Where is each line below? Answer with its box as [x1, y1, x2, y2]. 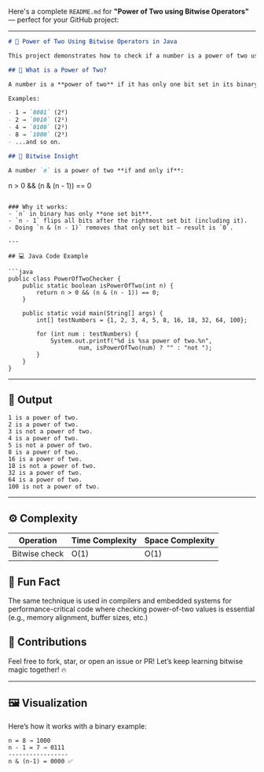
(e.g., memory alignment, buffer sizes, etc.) [8, 612, 148, 622]
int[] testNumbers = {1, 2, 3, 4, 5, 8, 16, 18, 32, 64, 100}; [36, 316, 247, 324]
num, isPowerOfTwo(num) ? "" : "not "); [78, 343, 213, 351]
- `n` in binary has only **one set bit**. [8, 210, 153, 217]
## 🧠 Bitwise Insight [8, 152, 79, 160]
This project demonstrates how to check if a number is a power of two [8, 51, 247, 60]
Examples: [8, 95, 41, 102]
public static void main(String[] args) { [22, 309, 163, 317]
